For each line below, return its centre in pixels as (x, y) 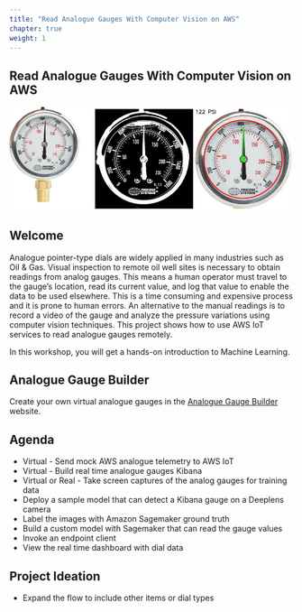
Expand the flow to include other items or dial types (118, 598)
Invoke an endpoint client (69, 538)
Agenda (32, 439)
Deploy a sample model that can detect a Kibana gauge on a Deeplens (153, 500)
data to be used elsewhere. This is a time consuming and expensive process (151, 296)
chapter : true (36, 28)
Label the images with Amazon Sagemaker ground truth (126, 519)
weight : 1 (28, 38)
